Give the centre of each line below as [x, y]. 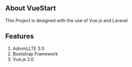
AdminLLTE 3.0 [28, 48]
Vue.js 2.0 [23, 59]
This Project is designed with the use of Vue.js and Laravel [67, 20]
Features [20, 37]
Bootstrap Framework [35, 54]
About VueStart [31, 8]
